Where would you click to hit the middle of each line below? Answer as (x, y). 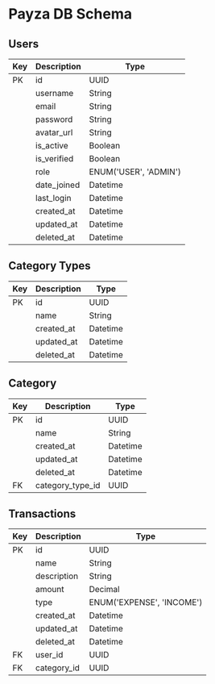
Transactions (42, 514)
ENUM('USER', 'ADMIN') (135, 172)
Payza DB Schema (70, 14)
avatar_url (54, 132)
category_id (58, 668)
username (54, 93)
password (54, 119)
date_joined (58, 185)
